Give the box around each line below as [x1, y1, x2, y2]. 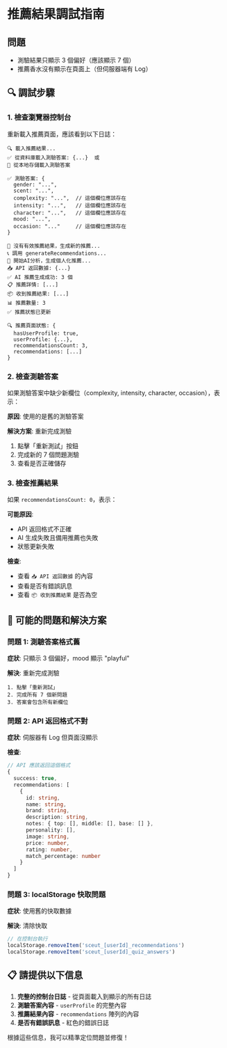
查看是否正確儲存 [17, 459, 67, 467]
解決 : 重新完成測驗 [7, 669, 60, 677]
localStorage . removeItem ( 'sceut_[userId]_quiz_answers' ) [7, 948, 176, 955]
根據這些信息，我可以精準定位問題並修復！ [7, 1033, 129, 1041]
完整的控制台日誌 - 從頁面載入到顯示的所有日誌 [17, 992, 152, 1001]
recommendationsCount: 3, [13, 342, 89, 349]
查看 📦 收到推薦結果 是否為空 [17, 591, 98, 599]
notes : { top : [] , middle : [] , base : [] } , [25, 820, 154, 827]
